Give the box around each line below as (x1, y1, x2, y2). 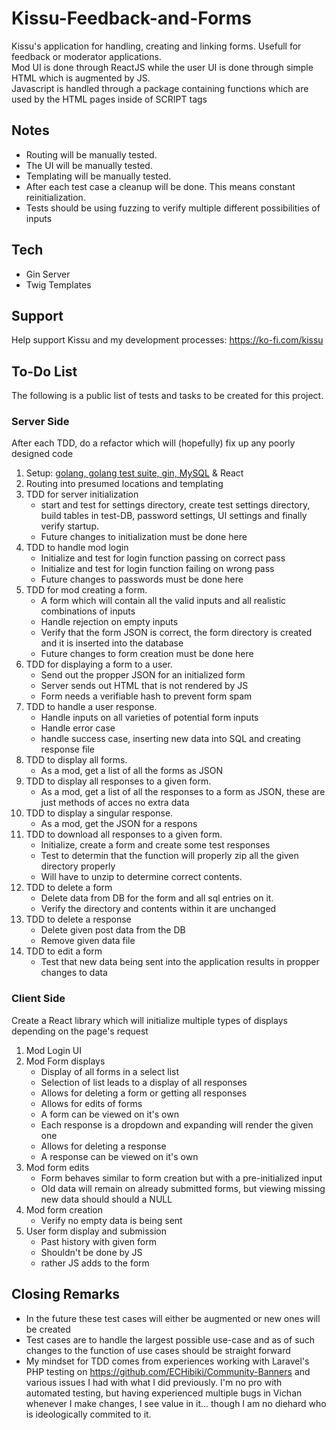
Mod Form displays (25, 1055, 106, 1067)
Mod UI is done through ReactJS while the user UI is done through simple (11, 61, 314, 73)
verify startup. (40, 520, 99, 532)
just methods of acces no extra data (40, 797, 190, 809)
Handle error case (40, 722, 116, 734)
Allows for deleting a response (40, 1140, 167, 1152)
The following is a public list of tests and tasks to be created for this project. (11, 390, 324, 402)
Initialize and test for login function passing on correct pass (40, 552, 286, 564)
